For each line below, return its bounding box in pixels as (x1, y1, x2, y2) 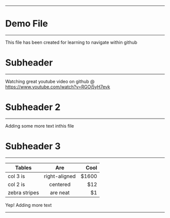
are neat (50, 189, 70, 196)
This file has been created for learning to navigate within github (5, 39, 138, 45)
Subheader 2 (5, 101, 61, 113)
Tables (15, 164, 32, 171)
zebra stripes (8, 189, 39, 196)
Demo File (5, 18, 48, 29)
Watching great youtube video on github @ (5, 78, 95, 84)
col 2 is (8, 181, 25, 188)
